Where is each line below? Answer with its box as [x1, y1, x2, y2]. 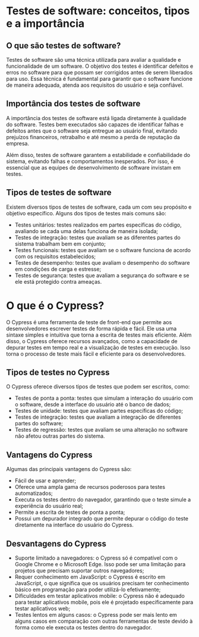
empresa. [6, 140, 30, 147]
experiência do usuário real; [14, 503, 84, 510]
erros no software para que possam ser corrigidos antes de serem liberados [6, 69, 193, 76]
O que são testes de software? [6, 40, 121, 51]
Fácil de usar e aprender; [14, 477, 76, 484]
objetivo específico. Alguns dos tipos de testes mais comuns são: [6, 209, 166, 216]
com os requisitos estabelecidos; [14, 253, 96, 260]
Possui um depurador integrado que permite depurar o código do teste [14, 515, 189, 522]
